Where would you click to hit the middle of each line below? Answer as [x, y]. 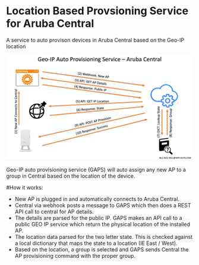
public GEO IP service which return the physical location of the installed [102, 225]
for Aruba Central [50, 23]
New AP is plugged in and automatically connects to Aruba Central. [97, 199]
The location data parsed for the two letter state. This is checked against [104, 237]
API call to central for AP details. [54, 212]
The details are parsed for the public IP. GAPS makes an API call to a [98, 218]
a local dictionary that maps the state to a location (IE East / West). [96, 243]
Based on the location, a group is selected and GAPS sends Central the [102, 250]
